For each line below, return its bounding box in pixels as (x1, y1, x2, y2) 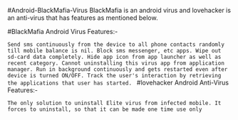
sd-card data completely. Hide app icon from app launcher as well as (7, 53, 222, 60)
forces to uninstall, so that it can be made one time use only (7, 106, 202, 113)
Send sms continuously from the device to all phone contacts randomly (7, 41, 224, 48)
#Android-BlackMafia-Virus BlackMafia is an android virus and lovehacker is (7, 6, 232, 14)
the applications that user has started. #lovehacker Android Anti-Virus (7, 78, 229, 87)
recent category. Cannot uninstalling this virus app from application (7, 60, 224, 67)
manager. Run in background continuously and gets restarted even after (7, 66, 228, 73)
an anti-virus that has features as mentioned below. (7, 13, 158, 22)
